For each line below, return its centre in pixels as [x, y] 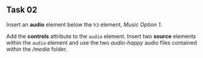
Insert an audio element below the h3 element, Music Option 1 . [84, 24]
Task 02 [22, 10]
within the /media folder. [37, 49]
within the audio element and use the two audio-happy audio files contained [102, 42]
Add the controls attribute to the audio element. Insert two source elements [101, 36]
